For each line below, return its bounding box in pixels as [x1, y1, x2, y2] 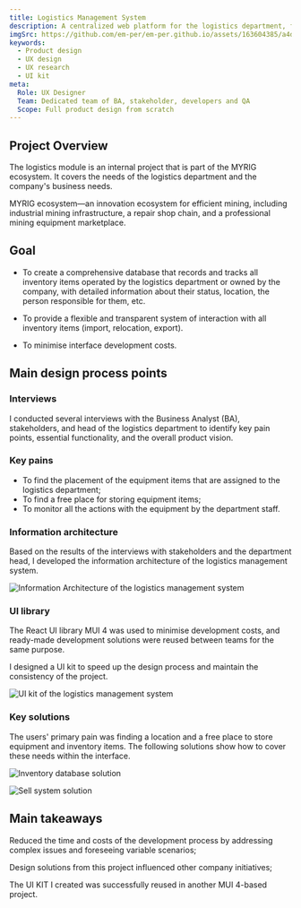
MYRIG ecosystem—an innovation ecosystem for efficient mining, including [9, 198, 288, 209]
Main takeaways [9, 811, 103, 826]
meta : [9, 80, 30, 89]
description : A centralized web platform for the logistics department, [9, 22, 287, 30]
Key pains [9, 454, 54, 467]
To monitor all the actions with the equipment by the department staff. [21, 503, 280, 514]
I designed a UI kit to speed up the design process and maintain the [9, 662, 259, 672]
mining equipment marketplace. [9, 217, 127, 229]
